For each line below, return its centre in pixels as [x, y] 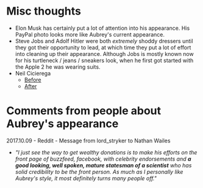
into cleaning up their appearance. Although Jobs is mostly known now [104, 54]
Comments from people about [84, 111]
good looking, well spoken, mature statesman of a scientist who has [103, 165]
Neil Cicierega [33, 73]
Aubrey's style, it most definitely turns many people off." [86, 178]
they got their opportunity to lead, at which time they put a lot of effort [103, 47]
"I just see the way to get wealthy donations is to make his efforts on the [106, 152]
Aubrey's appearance [62, 124]
